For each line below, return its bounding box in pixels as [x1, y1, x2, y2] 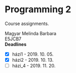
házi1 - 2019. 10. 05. [12, 51, 54, 57]
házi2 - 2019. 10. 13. [12, 57, 54, 63]
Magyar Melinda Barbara [5, 30, 57, 36]
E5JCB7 [5, 36, 22, 42]
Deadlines [5, 41, 27, 47]
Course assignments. [5, 20, 49, 27]
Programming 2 [5, 4, 71, 15]
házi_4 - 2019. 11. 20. [12, 63, 56, 69]
